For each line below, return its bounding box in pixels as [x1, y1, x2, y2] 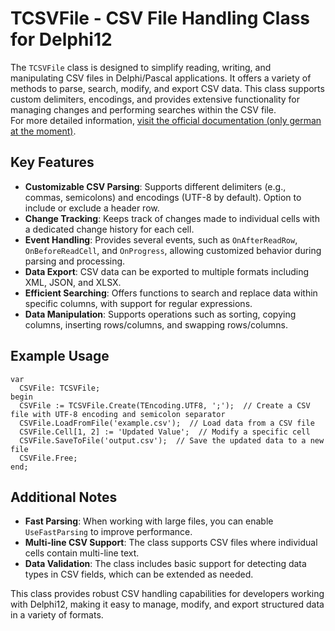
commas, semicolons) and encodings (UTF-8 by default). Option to [24, 191, 302, 203]
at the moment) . [10, 125, 77, 137]
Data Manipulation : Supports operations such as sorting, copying [24, 308, 297, 320]
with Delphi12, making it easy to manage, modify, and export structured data [10, 598, 325, 611]
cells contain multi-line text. [24, 547, 140, 559]
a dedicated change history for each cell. [24, 223, 195, 235]
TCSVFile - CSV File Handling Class [10, 7, 311, 30]
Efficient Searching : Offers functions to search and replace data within [24, 287, 318, 299]
